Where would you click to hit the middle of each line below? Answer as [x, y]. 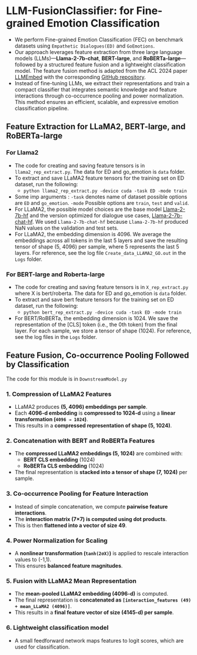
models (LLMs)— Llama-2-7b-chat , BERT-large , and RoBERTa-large [98, 58]
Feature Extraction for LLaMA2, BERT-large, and [96, 127]
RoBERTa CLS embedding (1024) [64, 466]
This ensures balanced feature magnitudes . [69, 566]
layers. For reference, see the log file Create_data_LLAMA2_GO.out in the [100, 253]
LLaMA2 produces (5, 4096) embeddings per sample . [81, 407]
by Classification [38, 365]
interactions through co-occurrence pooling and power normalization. [99, 96]
